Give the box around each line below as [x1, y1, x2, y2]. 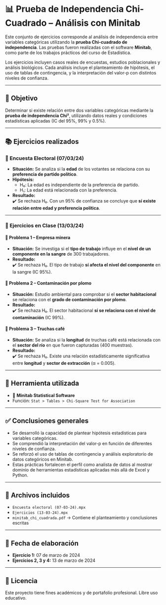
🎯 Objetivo [5, 94, 38, 103]
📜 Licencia [5, 576, 38, 585]
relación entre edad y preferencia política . [12, 205, 100, 211]
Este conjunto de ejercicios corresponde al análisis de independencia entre [5, 34, 158, 40]
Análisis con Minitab [55, 17, 141, 29]
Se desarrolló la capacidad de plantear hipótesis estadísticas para [12, 430, 147, 436]
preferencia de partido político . [12, 171, 78, 177]
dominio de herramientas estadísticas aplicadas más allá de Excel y [12, 467, 150, 472]
